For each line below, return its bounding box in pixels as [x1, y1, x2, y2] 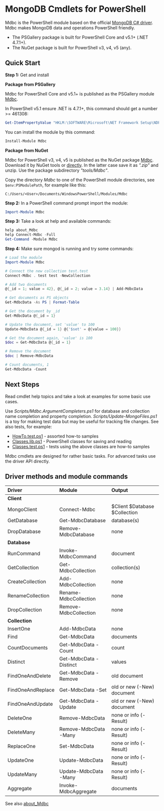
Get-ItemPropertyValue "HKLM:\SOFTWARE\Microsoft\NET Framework [5, 120, 139, 125]
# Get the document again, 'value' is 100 [5, 335, 93, 341]
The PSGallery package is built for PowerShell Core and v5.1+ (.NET [12, 34, 148, 40]
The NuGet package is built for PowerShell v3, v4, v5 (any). [12, 45, 132, 50]
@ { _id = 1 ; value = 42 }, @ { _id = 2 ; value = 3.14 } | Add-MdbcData [5, 286, 143, 292]
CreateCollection [7, 579, 46, 585]
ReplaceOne [7, 743, 36, 750]
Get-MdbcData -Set [59, 687, 107, 694]
